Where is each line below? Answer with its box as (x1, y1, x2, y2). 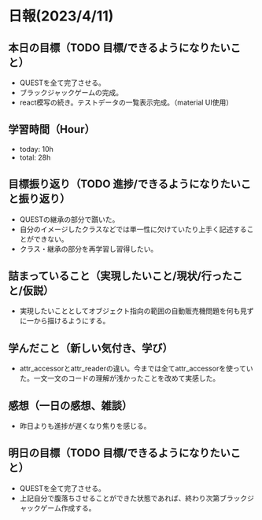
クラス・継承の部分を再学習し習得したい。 (19, 244, 158, 253)
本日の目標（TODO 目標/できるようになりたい (8, 41, 231, 54)
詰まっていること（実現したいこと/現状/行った (8, 269, 233, 283)
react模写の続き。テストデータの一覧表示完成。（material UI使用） (19, 98, 234, 107)
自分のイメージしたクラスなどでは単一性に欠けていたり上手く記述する (19, 224, 247, 234)
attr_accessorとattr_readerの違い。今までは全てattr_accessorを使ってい (19, 363, 253, 374)
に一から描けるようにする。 (19, 316, 110, 326)
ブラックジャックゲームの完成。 (19, 88, 124, 97)
